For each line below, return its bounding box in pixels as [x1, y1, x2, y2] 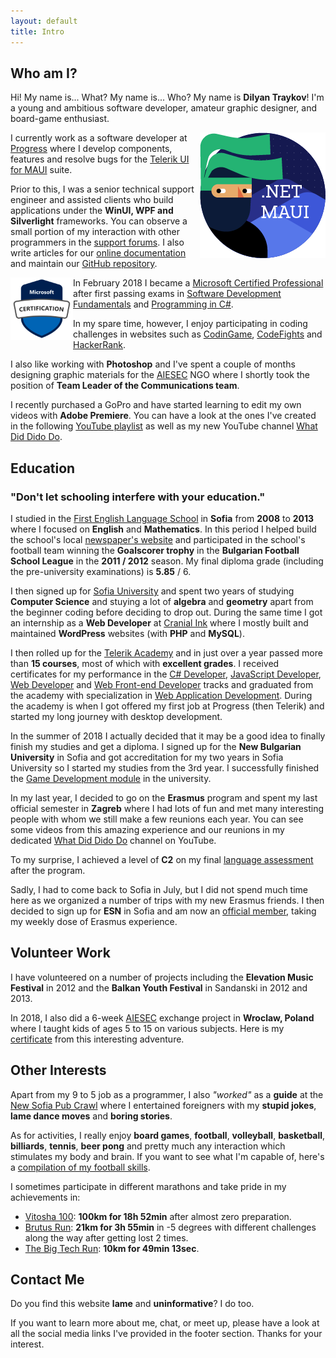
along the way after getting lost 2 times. [24, 1231, 189, 1244]
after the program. [10, 865, 86, 876]
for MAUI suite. [10, 164, 73, 176]
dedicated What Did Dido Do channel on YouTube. [10, 835, 217, 846]
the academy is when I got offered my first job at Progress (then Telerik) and [10, 700, 325, 712]
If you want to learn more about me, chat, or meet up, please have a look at [10, 1317, 320, 1329]
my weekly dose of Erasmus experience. [10, 916, 178, 927]
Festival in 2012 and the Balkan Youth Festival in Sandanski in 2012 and [10, 981, 308, 994]
